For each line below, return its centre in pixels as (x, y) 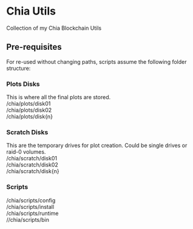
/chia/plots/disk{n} (30, 117)
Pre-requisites (34, 47)
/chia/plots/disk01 (29, 104)
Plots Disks (23, 84)
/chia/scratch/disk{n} (33, 171)
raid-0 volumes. (26, 152)
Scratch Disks (27, 132)
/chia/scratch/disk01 (32, 159)
